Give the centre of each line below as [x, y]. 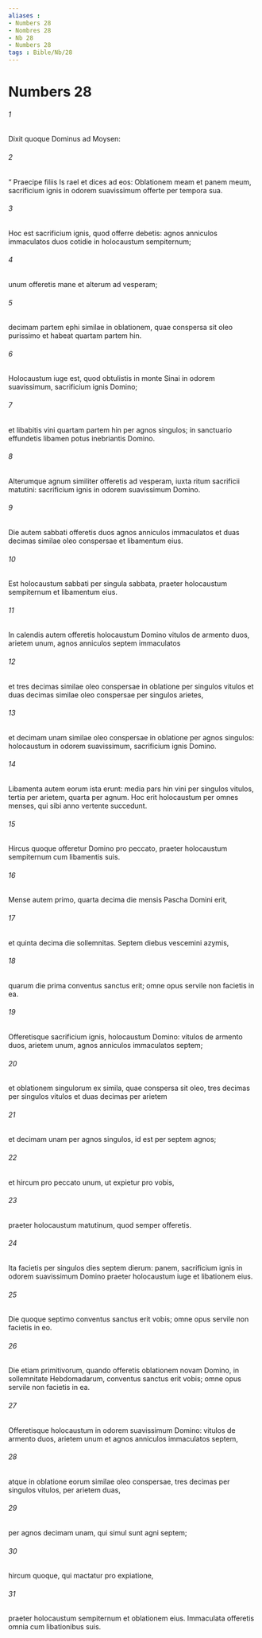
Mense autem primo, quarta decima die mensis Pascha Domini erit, [118, 900]
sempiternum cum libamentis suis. [64, 857]
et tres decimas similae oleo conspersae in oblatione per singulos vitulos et [131, 686]
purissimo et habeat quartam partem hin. [75, 336]
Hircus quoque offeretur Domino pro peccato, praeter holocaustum [118, 848]
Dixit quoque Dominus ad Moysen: [65, 139]
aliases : [25, 16]
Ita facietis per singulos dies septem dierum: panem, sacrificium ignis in [125, 1268]
